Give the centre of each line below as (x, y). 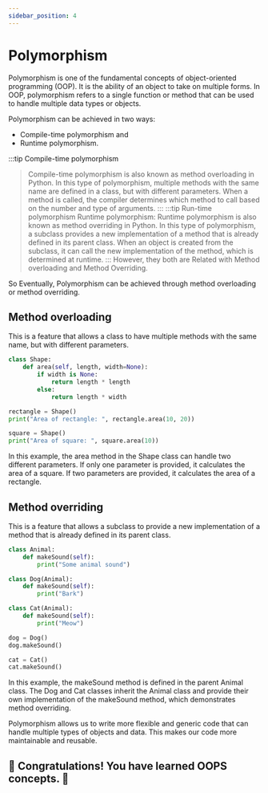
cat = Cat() (28, 660)
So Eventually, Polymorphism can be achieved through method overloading (132, 283)
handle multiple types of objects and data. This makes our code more (123, 732)
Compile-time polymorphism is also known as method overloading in (141, 174)
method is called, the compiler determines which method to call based (144, 199)
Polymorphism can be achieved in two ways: (82, 119)
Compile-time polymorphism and (74, 134)
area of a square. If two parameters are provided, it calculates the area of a (132, 474)
